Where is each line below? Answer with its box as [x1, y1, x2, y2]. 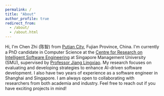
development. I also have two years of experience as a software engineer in [5, 70, 158, 76]
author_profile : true [5, 16, 49, 21]
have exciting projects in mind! [5, 86, 67, 91]
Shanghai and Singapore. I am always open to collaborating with [5, 75, 135, 81]
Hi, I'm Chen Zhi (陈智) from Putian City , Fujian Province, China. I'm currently [5, 44, 160, 49]
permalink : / [5, 7, 32, 12]
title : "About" [5, 12, 36, 17]
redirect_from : [5, 20, 36, 26]
